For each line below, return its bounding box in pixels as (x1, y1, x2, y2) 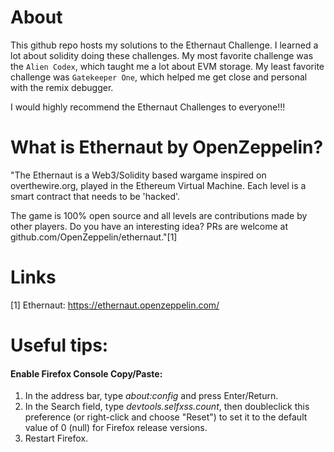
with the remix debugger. (10, 81, 114, 93)
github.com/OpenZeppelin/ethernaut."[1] (10, 231, 178, 243)
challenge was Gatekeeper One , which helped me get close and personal (10, 71, 308, 83)
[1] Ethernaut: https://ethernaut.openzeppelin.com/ (10, 299, 220, 311)
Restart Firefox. (24, 432, 89, 445)
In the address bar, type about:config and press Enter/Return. (24, 390, 279, 402)
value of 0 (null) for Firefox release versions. (24, 422, 208, 434)
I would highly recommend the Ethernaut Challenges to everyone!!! (10, 101, 286, 113)
